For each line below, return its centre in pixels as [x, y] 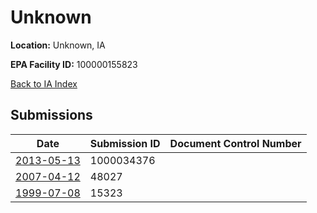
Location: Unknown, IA [58, 45]
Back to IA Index [44, 83]
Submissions [51, 115]
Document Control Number [235, 143]
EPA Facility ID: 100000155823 [74, 64]
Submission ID [125, 143]
